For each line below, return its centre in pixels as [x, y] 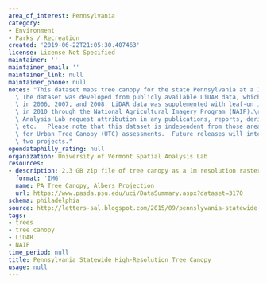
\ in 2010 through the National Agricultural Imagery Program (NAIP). [135, 112]
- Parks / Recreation [44, 38]
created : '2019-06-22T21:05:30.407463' [74, 45]
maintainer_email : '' [44, 68]
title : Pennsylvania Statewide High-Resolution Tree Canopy [110, 259]
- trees [21, 223]
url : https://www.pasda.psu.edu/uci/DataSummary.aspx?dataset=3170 [130, 193]
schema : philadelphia [44, 200]
